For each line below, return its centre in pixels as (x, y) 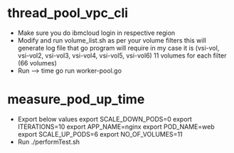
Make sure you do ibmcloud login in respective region (96, 33)
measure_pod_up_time (76, 99)
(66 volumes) (37, 63)
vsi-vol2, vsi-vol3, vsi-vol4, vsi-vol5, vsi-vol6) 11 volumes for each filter (122, 56)
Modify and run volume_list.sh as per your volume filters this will (112, 40)
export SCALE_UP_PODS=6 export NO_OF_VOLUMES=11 (100, 134)
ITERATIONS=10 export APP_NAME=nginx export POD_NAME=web (116, 127)
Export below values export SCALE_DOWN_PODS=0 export (105, 119)
